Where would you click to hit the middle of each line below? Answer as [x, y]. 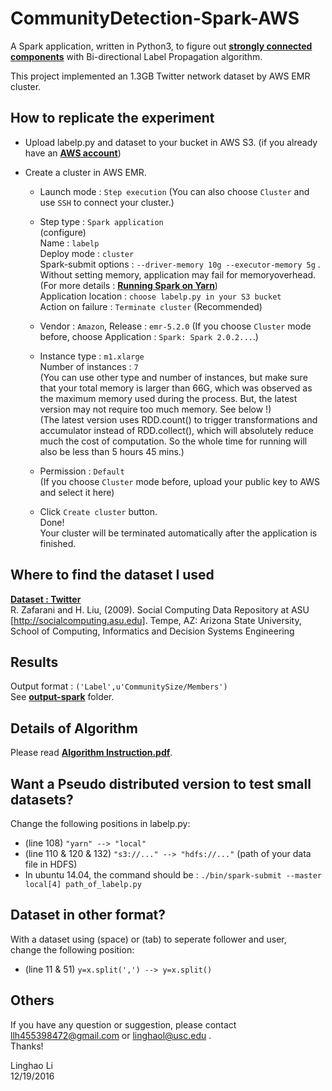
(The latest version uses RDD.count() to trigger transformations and [178, 419]
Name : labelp [69, 243]
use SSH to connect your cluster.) [107, 202]
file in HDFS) [51, 864]
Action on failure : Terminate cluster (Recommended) [151, 306]
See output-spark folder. [62, 697]
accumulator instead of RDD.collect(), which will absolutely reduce [176, 430]
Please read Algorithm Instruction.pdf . [91, 753]
